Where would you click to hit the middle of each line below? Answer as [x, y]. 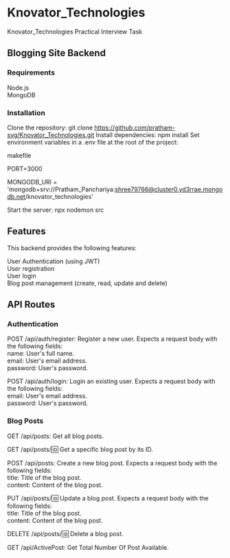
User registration [31, 268]
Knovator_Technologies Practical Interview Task [75, 32]
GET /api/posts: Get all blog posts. [56, 436]
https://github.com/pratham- [135, 128]
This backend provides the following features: [72, 247]
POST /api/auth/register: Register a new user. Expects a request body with [112, 339]
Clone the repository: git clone [50, 128]
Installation [26, 112]
